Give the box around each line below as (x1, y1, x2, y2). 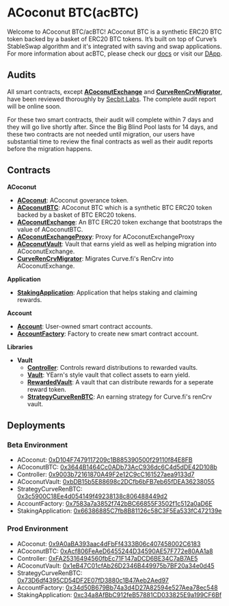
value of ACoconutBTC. (16, 225, 83, 233)
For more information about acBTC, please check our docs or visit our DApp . (7, 49, 223, 58)
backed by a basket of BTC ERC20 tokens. (16, 211, 137, 219)
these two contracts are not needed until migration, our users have (7, 130, 195, 138)
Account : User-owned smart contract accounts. (16, 322, 153, 330)
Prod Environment (7, 524, 68, 533)
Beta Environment (7, 440, 68, 450)
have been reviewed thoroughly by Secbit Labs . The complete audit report (7, 95, 217, 103)
